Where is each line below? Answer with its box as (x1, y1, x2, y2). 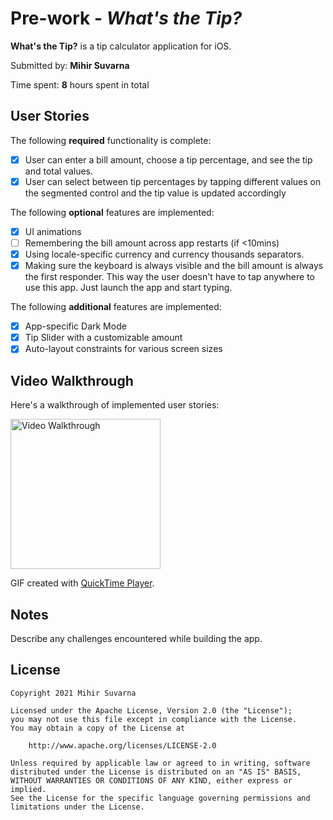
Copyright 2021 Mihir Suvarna (10, 688, 137, 698)
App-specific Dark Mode (24, 320, 127, 332)
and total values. (24, 165, 94, 177)
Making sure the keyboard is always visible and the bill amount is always (24, 260, 324, 272)
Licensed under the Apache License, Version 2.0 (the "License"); (10, 705, 293, 716)
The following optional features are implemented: (10, 206, 215, 218)
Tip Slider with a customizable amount (24, 332, 183, 344)
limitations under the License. (10, 802, 145, 812)
